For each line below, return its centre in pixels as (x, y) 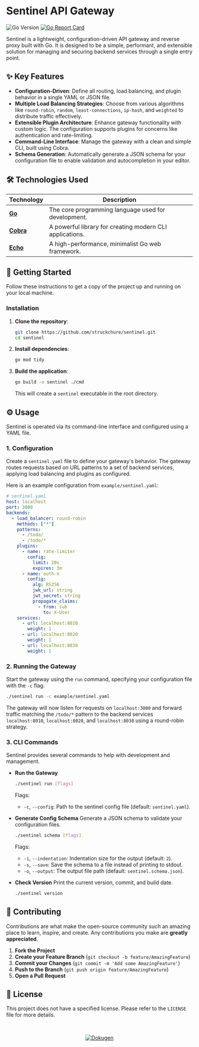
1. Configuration (30, 448)
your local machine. (30, 293)
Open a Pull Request (40, 976)
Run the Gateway (36, 773)
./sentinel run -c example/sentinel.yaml (58, 696)
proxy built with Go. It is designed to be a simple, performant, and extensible (99, 45)
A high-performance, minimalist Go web (105, 244)
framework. (65, 251)
